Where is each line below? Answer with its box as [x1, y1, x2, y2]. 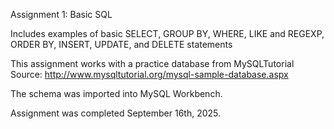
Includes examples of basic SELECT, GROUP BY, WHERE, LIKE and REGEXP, [10, 28, 325, 39]
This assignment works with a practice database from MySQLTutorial [10, 58, 295, 69]
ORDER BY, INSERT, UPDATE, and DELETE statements [10, 39, 233, 50]
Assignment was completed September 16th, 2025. [10, 107, 222, 119]
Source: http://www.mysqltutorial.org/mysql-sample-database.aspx [10, 69, 289, 80]
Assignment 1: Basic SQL [10, 9, 113, 20]
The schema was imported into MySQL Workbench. [10, 88, 223, 99]
